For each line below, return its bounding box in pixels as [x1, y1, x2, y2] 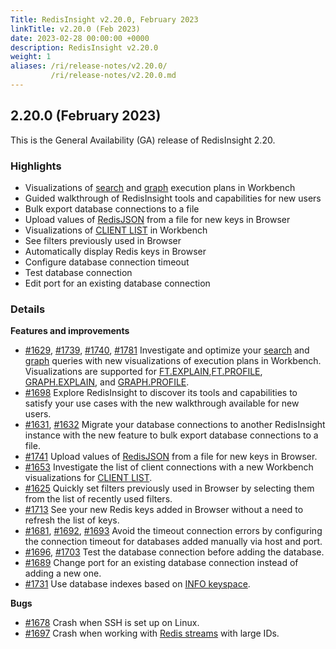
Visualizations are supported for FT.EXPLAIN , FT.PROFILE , [24, 366, 263, 378]
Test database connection [24, 266, 133, 278]
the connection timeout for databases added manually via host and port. [24, 536, 323, 548]
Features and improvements [10, 325, 130, 337]
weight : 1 [10, 52, 52, 62]
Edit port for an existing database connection [24, 277, 211, 289]
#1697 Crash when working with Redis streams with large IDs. [24, 627, 280, 640]
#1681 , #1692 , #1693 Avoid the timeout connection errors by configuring [24, 525, 323, 537]
